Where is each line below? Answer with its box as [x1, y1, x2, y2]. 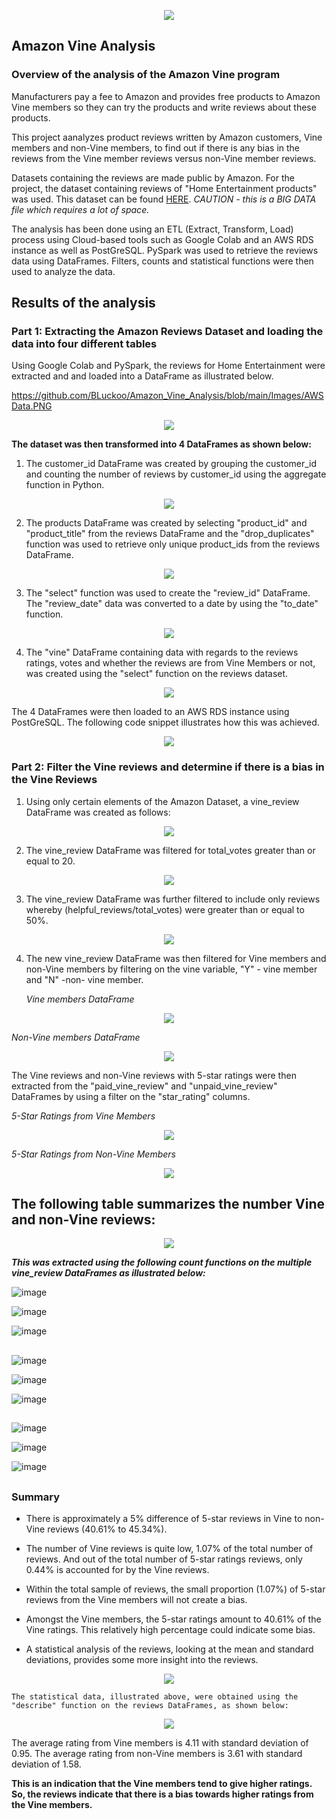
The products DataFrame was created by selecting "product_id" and [25, 517, 308, 529]
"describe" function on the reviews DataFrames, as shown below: [11, 1701, 289, 1711]
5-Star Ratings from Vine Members [11, 1110, 156, 1122]
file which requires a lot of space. [11, 203, 150, 215]
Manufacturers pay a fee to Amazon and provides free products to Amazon [11, 90, 321, 102]
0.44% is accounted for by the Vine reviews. [25, 1564, 210, 1576]
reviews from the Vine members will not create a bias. [25, 1594, 248, 1606]
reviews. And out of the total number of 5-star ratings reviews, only [25, 1553, 303, 1565]
